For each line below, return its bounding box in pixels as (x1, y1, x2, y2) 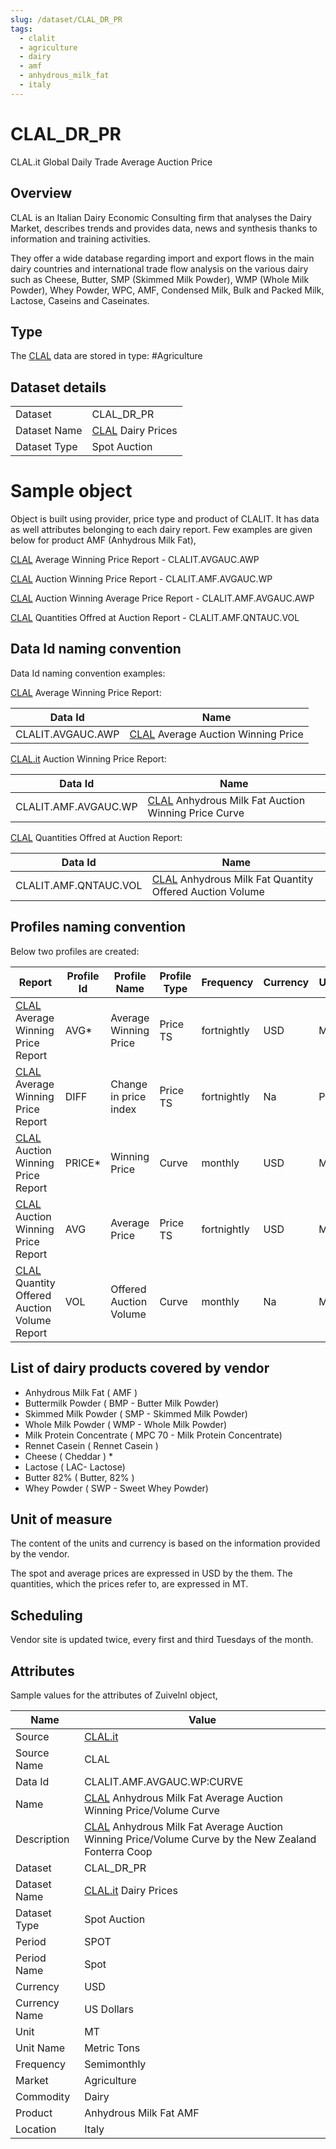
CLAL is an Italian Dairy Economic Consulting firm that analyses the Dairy (10, 211, 312, 223)
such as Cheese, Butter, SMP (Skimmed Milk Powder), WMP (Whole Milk (10, 273, 310, 285)
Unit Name (15, 2041, 66, 2055)
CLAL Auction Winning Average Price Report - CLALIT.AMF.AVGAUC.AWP (10, 592, 315, 605)
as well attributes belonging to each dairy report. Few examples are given (10, 524, 313, 536)
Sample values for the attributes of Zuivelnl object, (10, 1689, 218, 1701)
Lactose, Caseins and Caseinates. (10, 294, 150, 306)
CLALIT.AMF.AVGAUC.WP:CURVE (84, 1774, 244, 1788)
